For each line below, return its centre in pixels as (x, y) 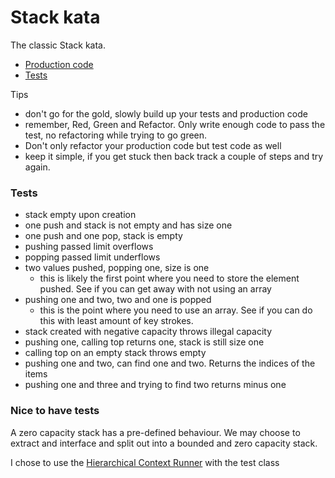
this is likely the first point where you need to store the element (169, 278)
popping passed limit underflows (92, 257)
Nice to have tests (55, 411)
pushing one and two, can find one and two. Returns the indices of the (170, 363)
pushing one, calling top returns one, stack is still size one (144, 342)
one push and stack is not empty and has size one (128, 225)
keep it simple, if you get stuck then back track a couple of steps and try (174, 156)
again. (37, 167)
